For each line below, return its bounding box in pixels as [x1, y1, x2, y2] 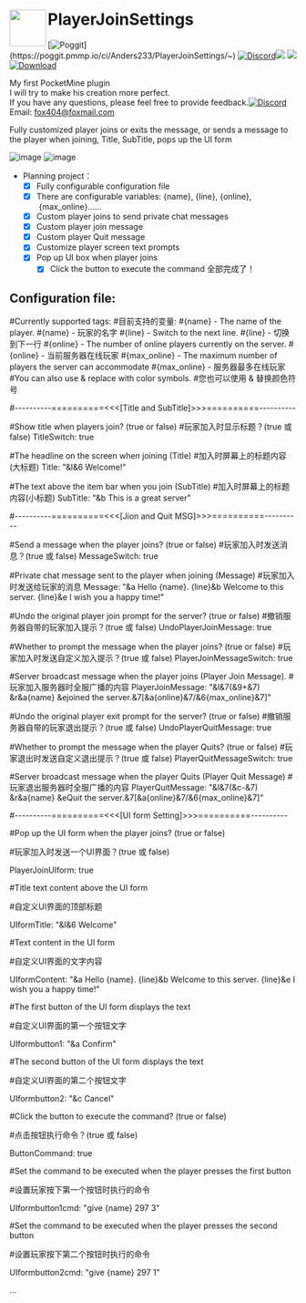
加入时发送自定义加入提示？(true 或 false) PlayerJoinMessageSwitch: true [16, 653, 293, 664]
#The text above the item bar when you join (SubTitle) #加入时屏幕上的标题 [9, 481, 291, 492]
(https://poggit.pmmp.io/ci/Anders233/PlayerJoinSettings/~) [9, 50, 237, 61]
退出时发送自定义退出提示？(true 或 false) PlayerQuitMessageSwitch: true [16, 753, 293, 764]
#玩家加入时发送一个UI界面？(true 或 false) [9, 846, 170, 857]
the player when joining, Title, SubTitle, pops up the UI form [9, 133, 232, 145]
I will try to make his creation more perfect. [9, 87, 170, 98]
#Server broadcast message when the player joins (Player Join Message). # [9, 671, 294, 682]
